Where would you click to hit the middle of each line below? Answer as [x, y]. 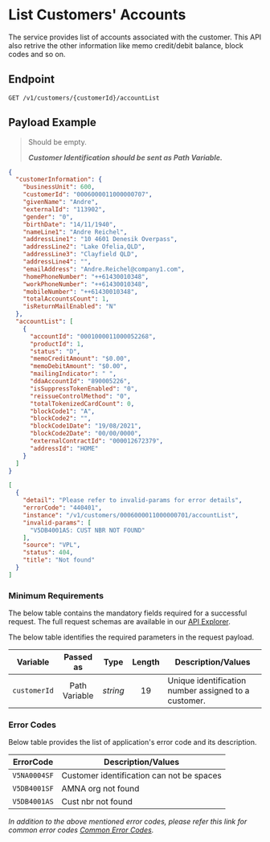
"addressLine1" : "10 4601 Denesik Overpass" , [100, 239]
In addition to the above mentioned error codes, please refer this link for [128, 822]
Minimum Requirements [56, 595]
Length [146, 662]
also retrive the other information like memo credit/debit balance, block [126, 45]
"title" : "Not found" [59, 560]
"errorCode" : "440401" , [63, 508]
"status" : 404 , [48, 553]
